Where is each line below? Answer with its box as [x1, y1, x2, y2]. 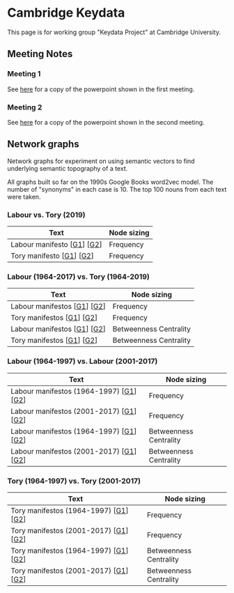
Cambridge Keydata [7, 5, 125, 21]
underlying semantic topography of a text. [7, 164, 128, 172]
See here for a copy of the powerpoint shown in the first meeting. [7, 85, 195, 93]
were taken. [7, 192, 41, 201]
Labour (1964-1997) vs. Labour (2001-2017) [7, 357, 158, 367]
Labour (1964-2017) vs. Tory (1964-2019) [7, 272, 150, 282]
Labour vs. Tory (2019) [7, 210, 86, 220]
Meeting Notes [7, 48, 73, 60]
